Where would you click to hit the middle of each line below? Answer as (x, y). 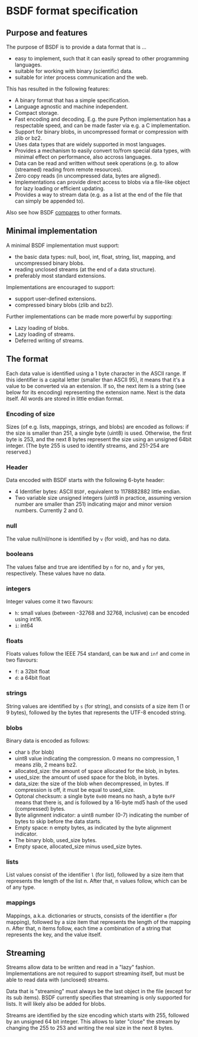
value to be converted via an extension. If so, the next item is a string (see (96, 386)
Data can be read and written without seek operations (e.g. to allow (97, 163)
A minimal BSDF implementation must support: (63, 245)
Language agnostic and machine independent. (71, 107)
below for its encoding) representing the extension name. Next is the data (96, 392)
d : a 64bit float (32, 678)
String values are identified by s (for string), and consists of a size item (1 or (98, 706)
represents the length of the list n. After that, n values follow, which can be (97, 881)
